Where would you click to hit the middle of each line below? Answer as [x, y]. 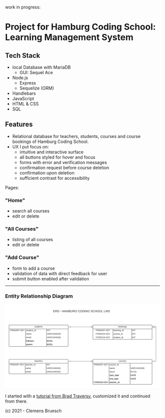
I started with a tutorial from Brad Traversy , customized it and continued [78, 396]
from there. [16, 401]
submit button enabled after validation [51, 279]
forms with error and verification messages [63, 162]
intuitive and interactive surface [52, 152]
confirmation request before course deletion [64, 167]
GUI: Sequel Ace [36, 72]
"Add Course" [22, 257]
